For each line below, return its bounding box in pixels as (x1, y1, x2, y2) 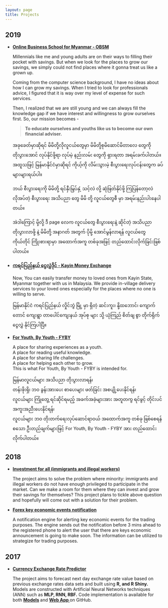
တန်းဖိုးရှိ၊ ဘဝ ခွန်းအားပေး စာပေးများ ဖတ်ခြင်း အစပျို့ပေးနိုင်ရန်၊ (12, 386, 136, 392)
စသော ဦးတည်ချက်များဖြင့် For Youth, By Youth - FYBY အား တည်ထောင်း (12, 426, 157, 432)
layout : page (5, 7, 33, 13)
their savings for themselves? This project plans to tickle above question (12, 492, 162, 498)
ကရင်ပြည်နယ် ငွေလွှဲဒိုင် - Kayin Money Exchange (12, 262, 112, 269)
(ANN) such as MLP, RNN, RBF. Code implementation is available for (12, 591, 154, 597)
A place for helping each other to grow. (12, 360, 94, 366)
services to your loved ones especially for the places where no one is (12, 286, 156, 292)
